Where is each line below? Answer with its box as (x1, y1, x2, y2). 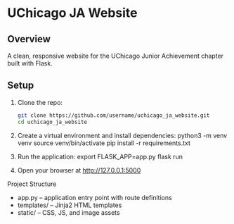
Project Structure (7, 180, 57, 188)
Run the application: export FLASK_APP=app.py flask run (17, 152, 183, 161)
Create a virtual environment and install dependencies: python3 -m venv (17, 131, 228, 139)
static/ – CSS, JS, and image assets (17, 208, 121, 216)
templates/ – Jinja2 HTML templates (17, 201, 122, 209)
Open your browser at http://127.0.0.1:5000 (17, 166, 141, 174)
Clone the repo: (17, 98, 63, 106)
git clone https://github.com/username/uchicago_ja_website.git (17, 111, 210, 119)
